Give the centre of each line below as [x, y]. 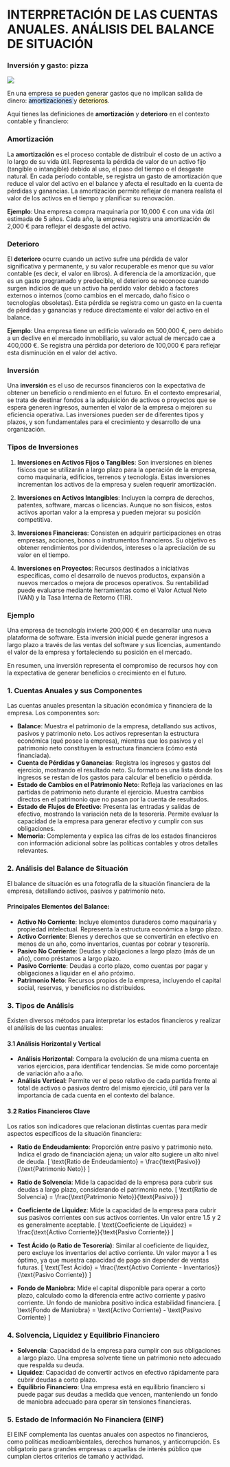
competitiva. [35, 519]
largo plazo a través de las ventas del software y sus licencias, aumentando [114, 644]
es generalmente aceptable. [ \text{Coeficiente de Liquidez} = [105, 1225]
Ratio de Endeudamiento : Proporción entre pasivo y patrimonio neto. [115, 1147]
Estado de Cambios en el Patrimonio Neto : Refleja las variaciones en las [120, 785]
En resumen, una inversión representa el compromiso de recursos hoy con [113, 665]
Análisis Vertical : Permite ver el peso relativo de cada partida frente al [117, 1081]
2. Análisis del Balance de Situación [68, 869]
